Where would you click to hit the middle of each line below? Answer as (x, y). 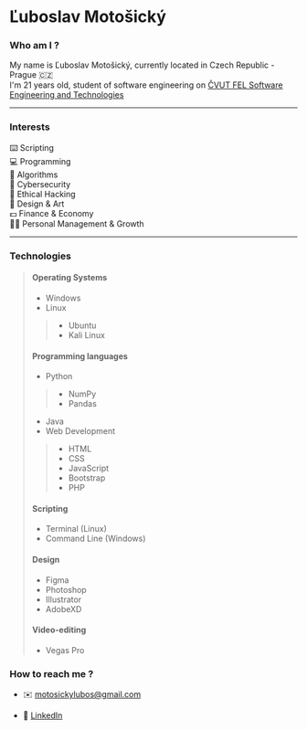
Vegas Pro (65, 650)
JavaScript (89, 469)
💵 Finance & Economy (52, 213)
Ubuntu (82, 325)
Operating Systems (69, 278)
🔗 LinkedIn (42, 715)
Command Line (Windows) (95, 539)
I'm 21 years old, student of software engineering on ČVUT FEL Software (146, 85)
